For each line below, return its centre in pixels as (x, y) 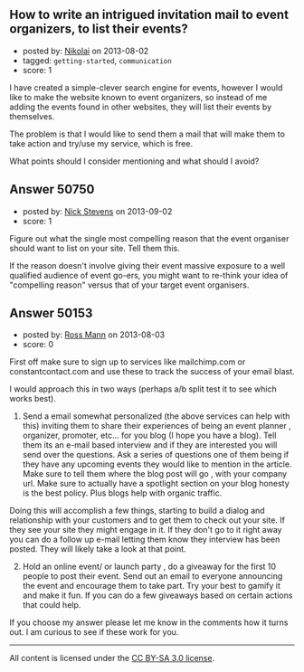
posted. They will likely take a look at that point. (98, 549)
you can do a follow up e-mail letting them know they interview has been (145, 539)
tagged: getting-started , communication (97, 60)
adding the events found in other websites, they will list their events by (141, 107)
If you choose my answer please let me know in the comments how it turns (149, 622)
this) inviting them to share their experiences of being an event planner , (157, 426)
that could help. (52, 605)
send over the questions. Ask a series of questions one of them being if (156, 455)
